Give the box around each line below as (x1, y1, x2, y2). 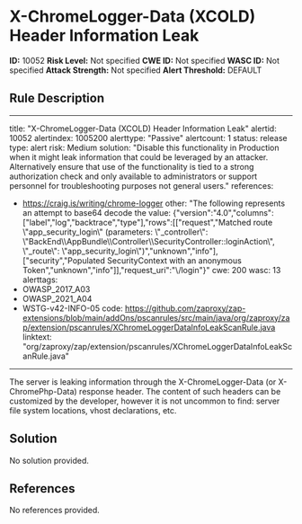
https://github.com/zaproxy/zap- (124, 303, 246, 314)
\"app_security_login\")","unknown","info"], (61, 245, 218, 256)
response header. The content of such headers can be (79, 386, 281, 396)
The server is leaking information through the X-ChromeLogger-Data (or (9, 376, 277, 387)
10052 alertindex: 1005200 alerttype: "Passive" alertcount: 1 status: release (9, 132, 288, 143)
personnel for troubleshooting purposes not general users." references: (9, 180, 274, 191)
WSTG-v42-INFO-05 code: (22, 303, 123, 314)
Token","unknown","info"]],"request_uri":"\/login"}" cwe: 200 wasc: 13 (22, 264, 281, 275)
